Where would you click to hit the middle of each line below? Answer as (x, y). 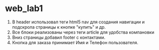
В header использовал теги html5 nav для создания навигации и (78, 22)
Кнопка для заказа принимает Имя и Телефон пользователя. (75, 42)
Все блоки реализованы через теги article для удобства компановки (83, 32)
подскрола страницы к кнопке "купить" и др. (59, 27)
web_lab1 (24, 8)
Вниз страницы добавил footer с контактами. (59, 37)
